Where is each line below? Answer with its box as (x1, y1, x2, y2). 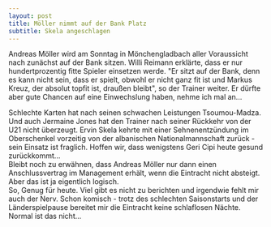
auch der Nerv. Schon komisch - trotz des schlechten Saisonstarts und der (8, 194, 259, 203)
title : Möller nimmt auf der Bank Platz (8, 19, 148, 28)
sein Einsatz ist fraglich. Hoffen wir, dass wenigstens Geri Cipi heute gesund (8, 143, 264, 152)
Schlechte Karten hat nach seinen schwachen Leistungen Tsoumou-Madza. (8, 108, 261, 118)
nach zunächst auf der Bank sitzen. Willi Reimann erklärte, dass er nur (8, 58, 243, 67)
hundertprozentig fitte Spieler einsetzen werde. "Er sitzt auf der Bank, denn (8, 66, 260, 76)
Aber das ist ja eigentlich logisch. (8, 177, 119, 186)
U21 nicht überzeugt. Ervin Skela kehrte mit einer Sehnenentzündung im (8, 125, 249, 135)
